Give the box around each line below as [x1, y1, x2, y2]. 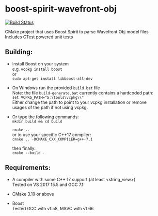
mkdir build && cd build [12, 119, 63, 124]
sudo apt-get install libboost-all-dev [12, 76, 93, 81]
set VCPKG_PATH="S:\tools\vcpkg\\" [12, 95, 84, 100]
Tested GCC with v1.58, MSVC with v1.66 [12, 205, 94, 211]
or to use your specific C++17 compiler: [12, 132, 91, 138]
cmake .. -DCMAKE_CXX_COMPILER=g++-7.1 [12, 137, 93, 141]
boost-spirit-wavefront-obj [5, 3, 117, 15]
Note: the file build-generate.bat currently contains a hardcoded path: [12, 90, 154, 95]
